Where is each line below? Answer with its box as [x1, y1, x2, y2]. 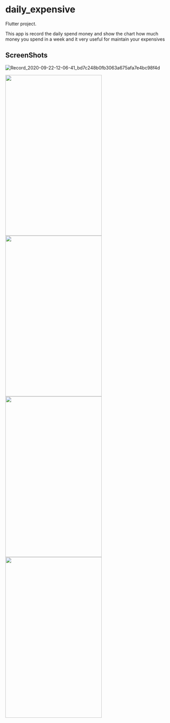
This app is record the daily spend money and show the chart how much [5, 30, 158, 37]
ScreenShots [5, 51, 48, 60]
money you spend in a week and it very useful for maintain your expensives [5, 36, 165, 42]
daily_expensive [5, 4, 75, 15]
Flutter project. [5, 21, 37, 27]
